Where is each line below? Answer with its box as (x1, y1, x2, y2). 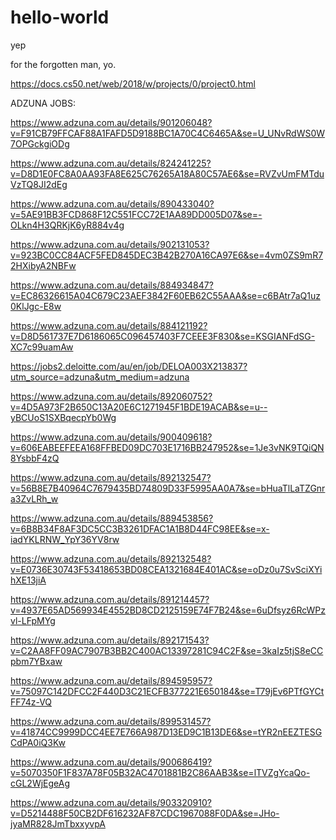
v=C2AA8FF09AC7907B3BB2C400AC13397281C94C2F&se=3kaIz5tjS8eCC (10, 644, 324, 656)
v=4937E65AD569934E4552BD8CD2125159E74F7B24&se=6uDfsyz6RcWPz (10, 604, 326, 616)
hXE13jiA (10, 574, 47, 586)
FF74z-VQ (10, 696, 53, 708)
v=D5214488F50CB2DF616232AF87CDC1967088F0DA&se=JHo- (10, 807, 280, 819)
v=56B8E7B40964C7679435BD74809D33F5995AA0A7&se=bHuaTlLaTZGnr (10, 482, 326, 494)
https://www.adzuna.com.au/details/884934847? (10, 279, 214, 291)
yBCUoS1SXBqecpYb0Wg (10, 411, 117, 423)
